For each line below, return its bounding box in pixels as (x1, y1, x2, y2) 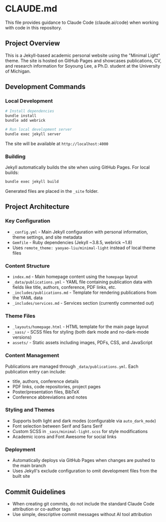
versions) (12, 334, 32, 341)
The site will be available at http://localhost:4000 (5, 140, 108, 147)
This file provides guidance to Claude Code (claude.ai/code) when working (5, 19, 159, 25)
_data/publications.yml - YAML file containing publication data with (12, 279, 153, 285)
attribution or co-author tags (12, 506, 71, 512)
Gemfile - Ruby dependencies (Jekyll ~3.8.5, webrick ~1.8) (12, 239, 133, 245)
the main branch (12, 463, 46, 469)
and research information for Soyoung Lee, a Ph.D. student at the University (5, 63, 161, 69)
